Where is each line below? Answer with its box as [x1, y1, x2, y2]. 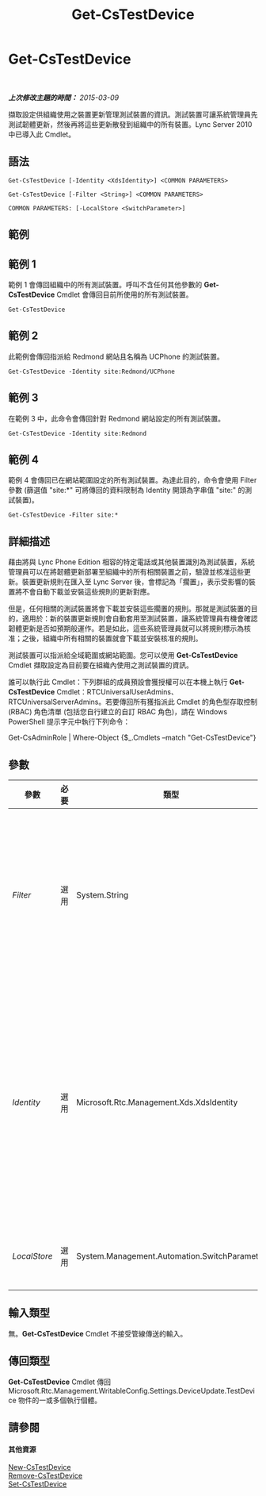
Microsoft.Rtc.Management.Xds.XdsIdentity [76, 1097, 238, 1108]
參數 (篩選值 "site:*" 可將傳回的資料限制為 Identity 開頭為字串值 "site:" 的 [8, 486, 245, 495]
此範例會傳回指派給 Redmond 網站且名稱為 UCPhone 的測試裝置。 [8, 352, 224, 361]
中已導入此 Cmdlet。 [8, 129, 76, 139]
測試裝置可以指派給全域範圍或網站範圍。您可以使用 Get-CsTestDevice [8, 651, 238, 660]
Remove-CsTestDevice [8, 1471, 83, 1481]
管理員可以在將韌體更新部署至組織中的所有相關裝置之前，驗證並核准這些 [8, 567, 244, 577]
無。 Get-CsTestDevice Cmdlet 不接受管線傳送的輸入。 [8, 1329, 188, 1338]
